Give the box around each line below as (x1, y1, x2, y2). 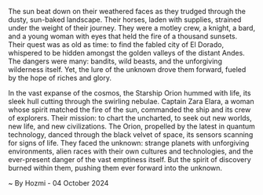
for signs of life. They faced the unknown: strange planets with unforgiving (8, 139, 250, 147)
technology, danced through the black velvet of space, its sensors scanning (8, 130, 254, 139)
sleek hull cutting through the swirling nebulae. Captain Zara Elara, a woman (8, 97, 254, 106)
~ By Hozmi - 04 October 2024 (8, 179, 109, 187)
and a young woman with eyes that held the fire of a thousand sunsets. (8, 31, 238, 41)
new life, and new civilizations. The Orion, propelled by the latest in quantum (8, 121, 255, 131)
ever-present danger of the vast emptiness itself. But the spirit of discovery (8, 155, 251, 164)
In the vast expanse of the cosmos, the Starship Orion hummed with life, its (8, 88, 251, 97)
